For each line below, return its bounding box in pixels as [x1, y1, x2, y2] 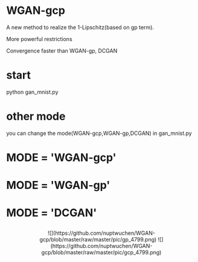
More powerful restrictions [6, 35, 72, 42]
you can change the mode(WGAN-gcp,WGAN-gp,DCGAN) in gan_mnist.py [6, 129, 192, 137]
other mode [6, 110, 66, 123]
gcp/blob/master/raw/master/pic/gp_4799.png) [39, 236, 157, 243]
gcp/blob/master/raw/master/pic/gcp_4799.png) [41, 249, 162, 256]
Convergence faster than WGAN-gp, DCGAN [6, 47, 118, 54]
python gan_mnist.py [6, 88, 59, 96]
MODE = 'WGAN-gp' [6, 178, 110, 192]
